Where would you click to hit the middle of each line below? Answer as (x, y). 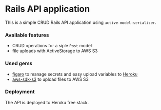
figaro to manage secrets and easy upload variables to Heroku (75, 74)
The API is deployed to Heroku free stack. (47, 102)
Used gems (19, 63)
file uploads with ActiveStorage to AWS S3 (55, 51)
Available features (27, 35)
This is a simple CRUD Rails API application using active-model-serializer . (81, 22)
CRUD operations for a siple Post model (52, 46)
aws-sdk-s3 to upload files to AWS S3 (50, 79)
